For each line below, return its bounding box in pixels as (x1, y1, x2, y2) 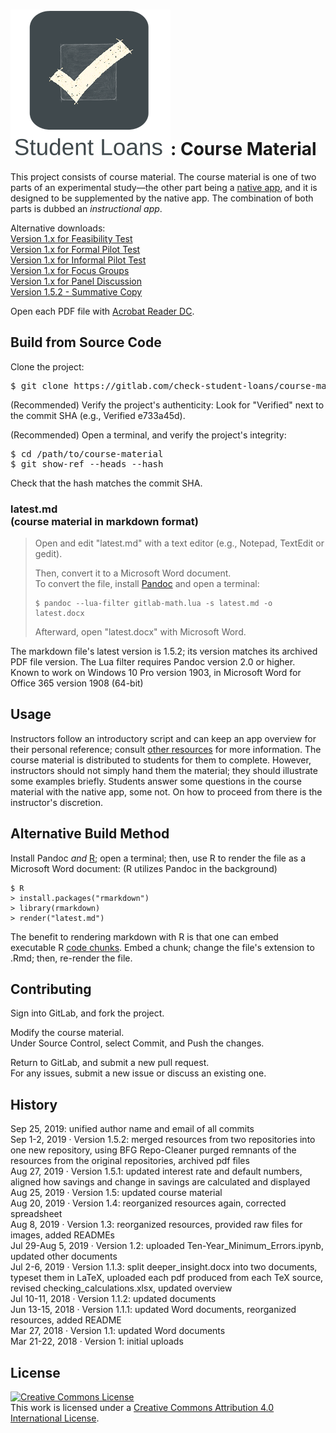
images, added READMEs (10, 1229, 115, 1241)
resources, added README (10, 1314, 122, 1326)
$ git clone (10, 380, 69, 391)
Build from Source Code (10, 334, 162, 351)
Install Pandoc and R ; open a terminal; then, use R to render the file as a (10, 852, 307, 864)
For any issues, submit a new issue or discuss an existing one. (10, 1067, 267, 1079)
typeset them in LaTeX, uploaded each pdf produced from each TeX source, (10, 1272, 324, 1284)
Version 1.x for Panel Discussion (10, 275, 143, 287)
